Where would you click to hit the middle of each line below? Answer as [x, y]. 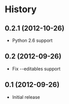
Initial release [26, 97]
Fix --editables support [36, 69]
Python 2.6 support [32, 40]
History [21, 9]
